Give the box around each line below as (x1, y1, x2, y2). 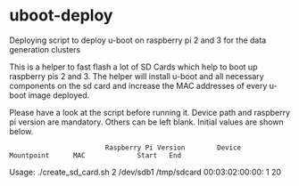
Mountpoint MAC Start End (9, 150, 181, 160)
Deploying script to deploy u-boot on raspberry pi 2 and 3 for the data (9, 35, 267, 45)
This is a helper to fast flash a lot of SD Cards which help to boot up (9, 61, 258, 72)
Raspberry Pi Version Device (104, 143, 242, 152)
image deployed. (28, 90, 90, 101)
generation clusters (9, 44, 81, 54)
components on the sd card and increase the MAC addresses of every (9, 80, 268, 91)
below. (9, 125, 34, 136)
